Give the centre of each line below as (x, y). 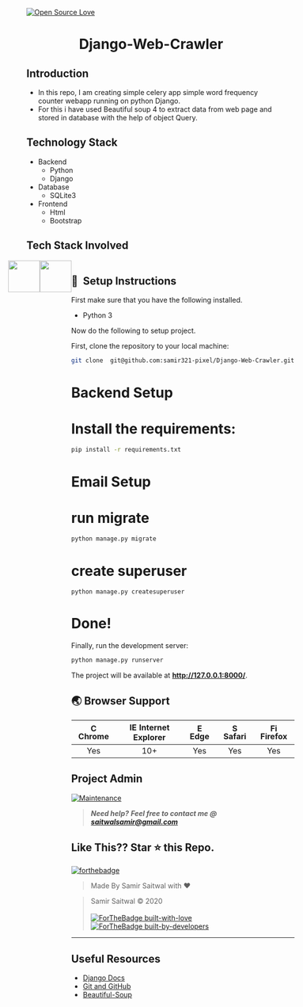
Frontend (53, 204)
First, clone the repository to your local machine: (150, 346)
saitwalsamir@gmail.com (134, 822)
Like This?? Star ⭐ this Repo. (142, 847)
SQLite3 (62, 195)
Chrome (93, 736)
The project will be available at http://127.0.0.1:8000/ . (159, 675)
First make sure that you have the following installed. (157, 300)
